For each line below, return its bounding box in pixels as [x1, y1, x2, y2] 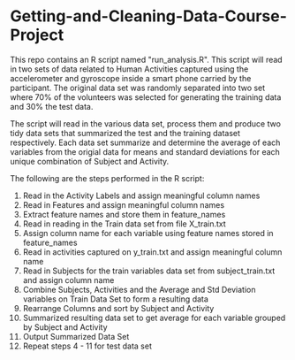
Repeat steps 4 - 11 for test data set [22, 341, 153, 351]
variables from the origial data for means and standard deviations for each [10, 146, 281, 157]
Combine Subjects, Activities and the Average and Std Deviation [22, 284, 256, 295]
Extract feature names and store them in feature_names [22, 209, 226, 219]
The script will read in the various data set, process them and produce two [10, 118, 282, 129]
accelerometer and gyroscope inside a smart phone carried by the [10, 73, 252, 83]
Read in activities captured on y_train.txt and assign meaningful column [22, 246, 283, 257]
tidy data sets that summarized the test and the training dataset [10, 127, 241, 138]
